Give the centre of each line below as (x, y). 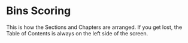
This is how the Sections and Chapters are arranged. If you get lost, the (94, 27)
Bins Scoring (39, 11)
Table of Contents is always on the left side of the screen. (77, 33)
